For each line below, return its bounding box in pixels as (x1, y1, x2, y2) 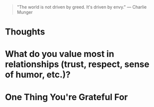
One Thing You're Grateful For (5, 91, 128, 103)
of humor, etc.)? (5, 69, 71, 80)
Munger (16, 9, 33, 15)
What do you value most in (5, 49, 115, 60)
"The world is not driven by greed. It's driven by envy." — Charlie (16, 4, 147, 10)
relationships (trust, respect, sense (5, 59, 150, 70)
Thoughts (5, 26, 45, 37)
